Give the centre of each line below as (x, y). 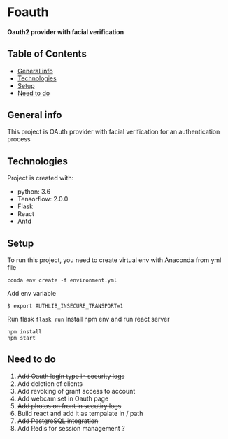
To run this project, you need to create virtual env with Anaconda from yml (114, 260)
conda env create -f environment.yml (62, 280)
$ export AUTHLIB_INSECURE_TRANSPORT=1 (65, 306)
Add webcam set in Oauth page (63, 398)
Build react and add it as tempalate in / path (80, 413)
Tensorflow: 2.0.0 (43, 199)
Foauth (28, 12)
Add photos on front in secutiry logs (69, 405)
